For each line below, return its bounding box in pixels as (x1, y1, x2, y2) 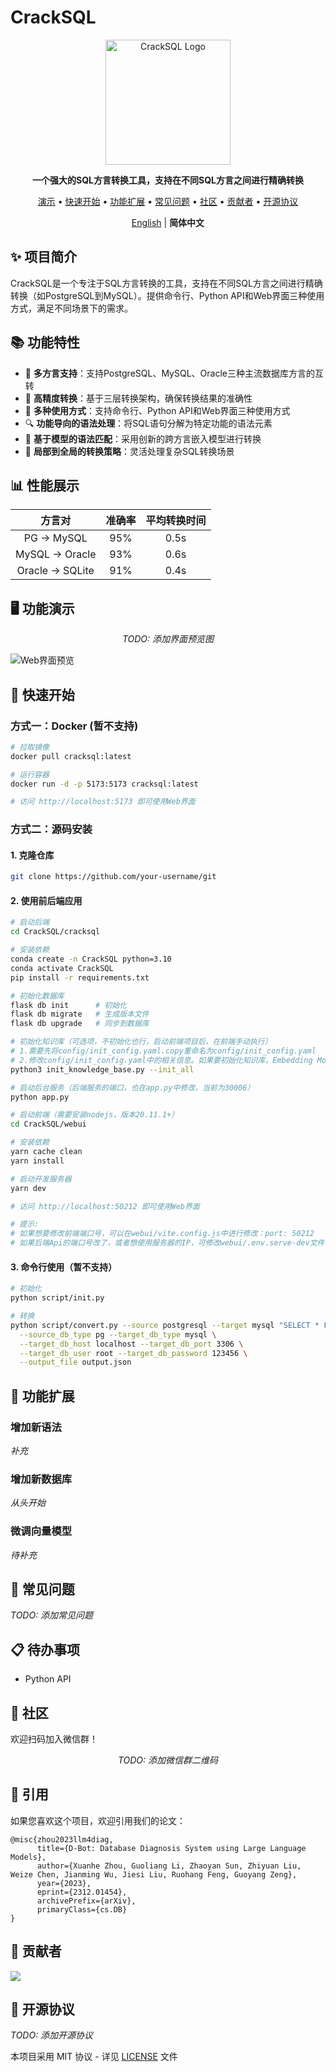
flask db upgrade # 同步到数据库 (10, 1019, 150, 1029)
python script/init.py (10, 1293, 105, 1303)
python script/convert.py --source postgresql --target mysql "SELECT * (10, 1320, 320, 1330)
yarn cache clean (10, 1147, 83, 1157)
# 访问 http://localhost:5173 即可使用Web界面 (10, 797, 196, 807)
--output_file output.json (19, 1357, 132, 1368)
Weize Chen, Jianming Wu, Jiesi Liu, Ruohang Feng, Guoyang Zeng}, (10, 1869, 298, 1880)
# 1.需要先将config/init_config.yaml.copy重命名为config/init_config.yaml (10, 1046, 317, 1056)
